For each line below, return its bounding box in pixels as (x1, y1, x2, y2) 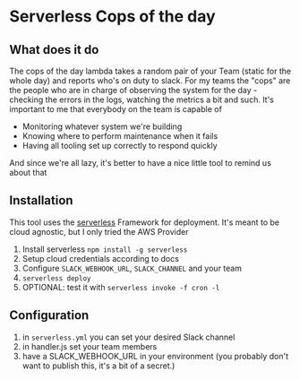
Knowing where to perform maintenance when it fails (21, 131, 219, 141)
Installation (9, 193, 73, 208)
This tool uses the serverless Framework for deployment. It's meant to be (9, 217, 280, 228)
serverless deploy (21, 273, 91, 283)
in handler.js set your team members (21, 341, 158, 351)
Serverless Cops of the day (9, 6, 217, 27)
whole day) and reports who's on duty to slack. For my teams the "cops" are (9, 75, 291, 86)
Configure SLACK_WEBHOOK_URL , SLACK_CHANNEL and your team (21, 263, 242, 273)
